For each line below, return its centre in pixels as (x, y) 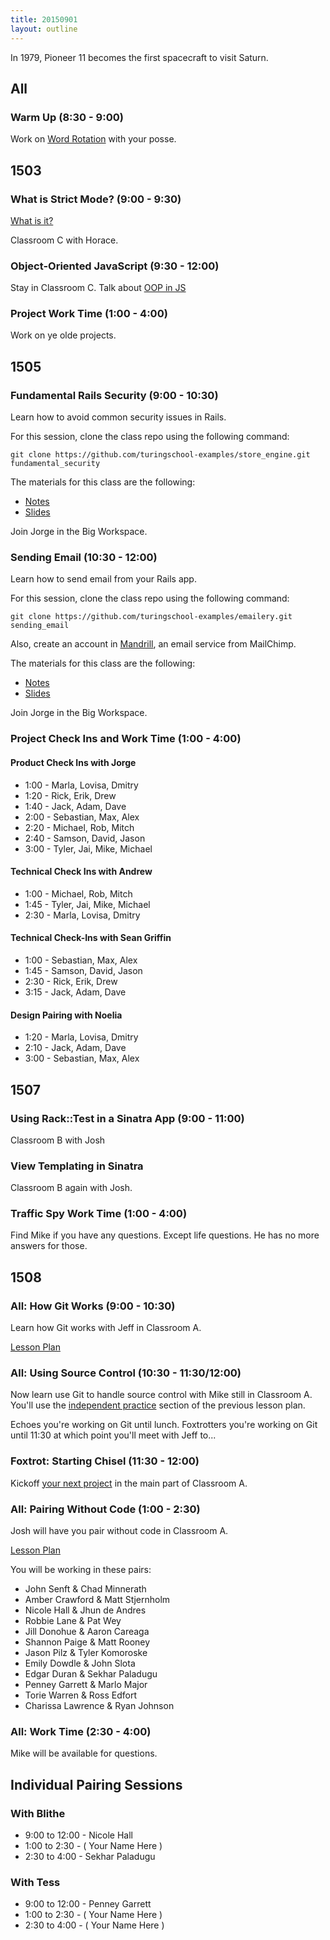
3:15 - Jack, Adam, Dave (75, 992)
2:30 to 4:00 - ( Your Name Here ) (94, 1925)
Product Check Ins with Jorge (73, 762)
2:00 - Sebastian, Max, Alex (82, 817)
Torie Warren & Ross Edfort (80, 1695)
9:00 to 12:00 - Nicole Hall (79, 1835)
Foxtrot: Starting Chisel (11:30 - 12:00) (105, 1461)
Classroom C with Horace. (64, 240)
